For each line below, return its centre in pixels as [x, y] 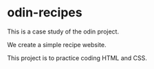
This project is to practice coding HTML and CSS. [77, 58]
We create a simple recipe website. [57, 44]
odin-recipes [45, 13]
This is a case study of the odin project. [63, 31]
